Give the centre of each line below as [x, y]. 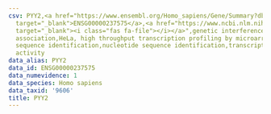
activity [30, 53]
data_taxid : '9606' [41, 90]
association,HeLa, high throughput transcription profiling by [124, 38]
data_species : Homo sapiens [56, 83]
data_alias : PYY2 [38, 61]
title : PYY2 [28, 98]
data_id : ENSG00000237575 [52, 68]
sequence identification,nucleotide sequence [94, 46]
